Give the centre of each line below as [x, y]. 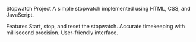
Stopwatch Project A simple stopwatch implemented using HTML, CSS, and [99, 9]
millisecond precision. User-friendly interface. [62, 33]
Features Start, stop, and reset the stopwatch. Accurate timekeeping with [96, 26]
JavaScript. [20, 15]
